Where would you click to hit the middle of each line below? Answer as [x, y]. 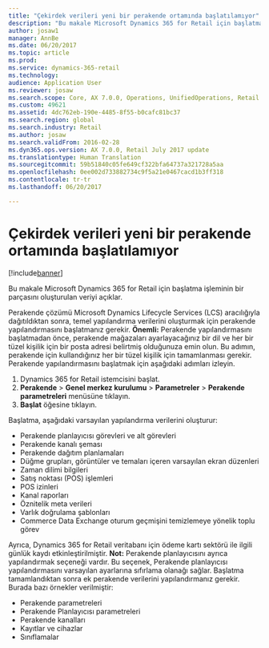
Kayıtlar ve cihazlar [51, 628]
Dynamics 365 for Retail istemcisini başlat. [90, 379]
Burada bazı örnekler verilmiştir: [61, 587]
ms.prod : [23, 61]
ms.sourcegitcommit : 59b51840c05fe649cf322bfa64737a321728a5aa [116, 165]
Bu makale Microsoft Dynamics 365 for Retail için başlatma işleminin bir [126, 288]
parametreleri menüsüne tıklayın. [75, 396]
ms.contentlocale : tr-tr [50, 180]
